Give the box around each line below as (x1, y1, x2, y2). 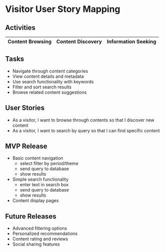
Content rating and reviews (12, 236, 68, 242)
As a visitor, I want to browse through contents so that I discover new (12, 117, 155, 123)
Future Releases (5, 212, 56, 221)
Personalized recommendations (12, 231, 78, 237)
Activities (5, 23, 36, 32)
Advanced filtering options (12, 226, 67, 232)
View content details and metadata (12, 73, 84, 79)
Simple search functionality (12, 176, 69, 183)
